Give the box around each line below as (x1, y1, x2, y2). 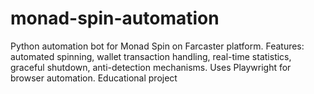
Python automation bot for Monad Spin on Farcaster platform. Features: (10, 40, 305, 52)
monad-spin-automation (10, 7, 220, 30)
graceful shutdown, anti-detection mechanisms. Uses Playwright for (10, 61, 292, 73)
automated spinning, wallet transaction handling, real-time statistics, (10, 50, 292, 62)
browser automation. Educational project (10, 72, 178, 84)
